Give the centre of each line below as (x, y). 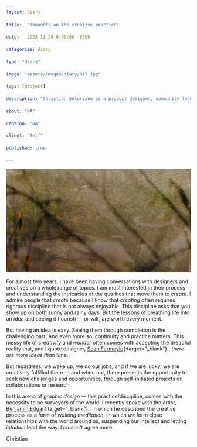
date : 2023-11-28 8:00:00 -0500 (48, 37)
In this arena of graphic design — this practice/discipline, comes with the (94, 396)
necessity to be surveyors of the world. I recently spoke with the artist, (91, 403)
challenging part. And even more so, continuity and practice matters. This (95, 336)
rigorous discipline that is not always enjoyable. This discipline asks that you (98, 307)
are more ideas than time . (37, 355)
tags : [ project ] (26, 87)
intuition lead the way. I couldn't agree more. (60, 428)
